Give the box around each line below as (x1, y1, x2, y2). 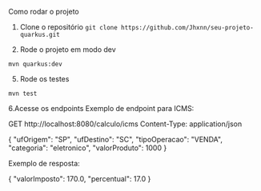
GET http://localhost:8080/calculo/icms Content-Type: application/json (8, 119, 243, 129)
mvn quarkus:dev (8, 60, 62, 68)
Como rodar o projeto (8, 7, 80, 16)
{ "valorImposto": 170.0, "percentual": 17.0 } (8, 174, 151, 183)
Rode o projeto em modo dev (19, 45, 116, 54)
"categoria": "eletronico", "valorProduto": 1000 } (8, 143, 167, 153)
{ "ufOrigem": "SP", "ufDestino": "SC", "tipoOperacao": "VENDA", (8, 135, 223, 144)
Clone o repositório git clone (19, 22, 118, 31)
